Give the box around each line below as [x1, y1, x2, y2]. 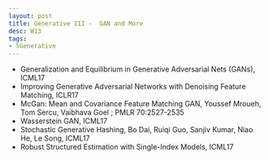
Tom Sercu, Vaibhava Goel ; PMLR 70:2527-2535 [20, 107, 184, 118]
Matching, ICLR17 [20, 90, 79, 100]
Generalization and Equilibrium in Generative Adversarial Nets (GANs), [20, 64, 256, 74]
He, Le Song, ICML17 [20, 133, 91, 143]
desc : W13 [8, 27, 42, 35]
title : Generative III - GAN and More [8, 19, 144, 28]
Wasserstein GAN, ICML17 [20, 116, 108, 126]
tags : [8, 34, 27, 43]
